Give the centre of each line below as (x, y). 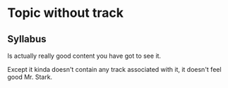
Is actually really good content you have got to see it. (84, 56)
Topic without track (65, 13)
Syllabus (27, 39)
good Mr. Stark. (30, 77)
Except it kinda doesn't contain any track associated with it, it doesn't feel (114, 69)
